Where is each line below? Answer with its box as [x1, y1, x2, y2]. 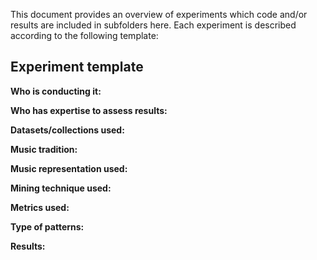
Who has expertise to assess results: [10, 104, 168, 116]
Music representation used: [10, 162, 128, 174]
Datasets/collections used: [10, 124, 125, 136]
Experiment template [10, 59, 144, 76]
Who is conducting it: [10, 85, 102, 97]
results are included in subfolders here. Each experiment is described [10, 19, 297, 31]
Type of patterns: [10, 220, 85, 233]
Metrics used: [10, 201, 70, 213]
